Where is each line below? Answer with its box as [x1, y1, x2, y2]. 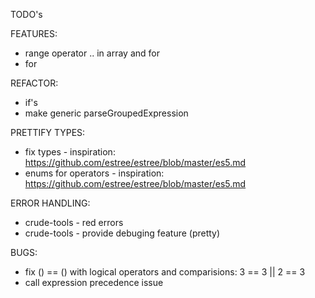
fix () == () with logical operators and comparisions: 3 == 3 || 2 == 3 [24, 266, 306, 278]
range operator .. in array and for [24, 47, 160, 59]
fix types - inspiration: [24, 146, 116, 158]
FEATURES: [10, 28, 58, 39]
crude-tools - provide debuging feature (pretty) [24, 227, 221, 239]
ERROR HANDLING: [10, 197, 91, 209]
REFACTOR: [10, 77, 59, 89]
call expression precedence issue [24, 277, 164, 288]
